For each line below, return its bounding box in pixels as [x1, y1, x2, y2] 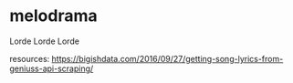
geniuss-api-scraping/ [9, 63, 94, 74]
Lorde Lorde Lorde [9, 36, 80, 47]
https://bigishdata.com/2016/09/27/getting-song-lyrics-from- [51, 53, 284, 64]
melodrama [9, 5, 98, 26]
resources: [9, 53, 50, 64]
